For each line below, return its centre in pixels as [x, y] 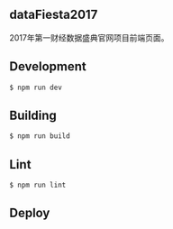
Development [48, 67]
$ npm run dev [36, 87]
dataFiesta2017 [54, 15]
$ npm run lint [38, 185]
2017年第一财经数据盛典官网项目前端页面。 [89, 37]
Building [33, 115]
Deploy [30, 213]
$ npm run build [40, 136]
